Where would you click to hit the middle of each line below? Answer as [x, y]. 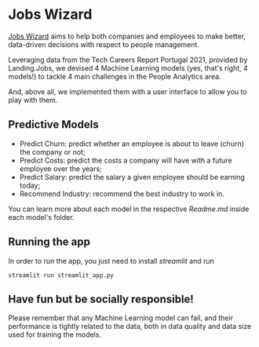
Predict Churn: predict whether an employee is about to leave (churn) [132, 144]
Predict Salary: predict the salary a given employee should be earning [132, 177]
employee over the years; [60, 168]
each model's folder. [41, 217]
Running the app [49, 242]
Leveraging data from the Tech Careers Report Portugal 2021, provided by [128, 60]
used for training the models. [55, 334]
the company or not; [52, 152]
